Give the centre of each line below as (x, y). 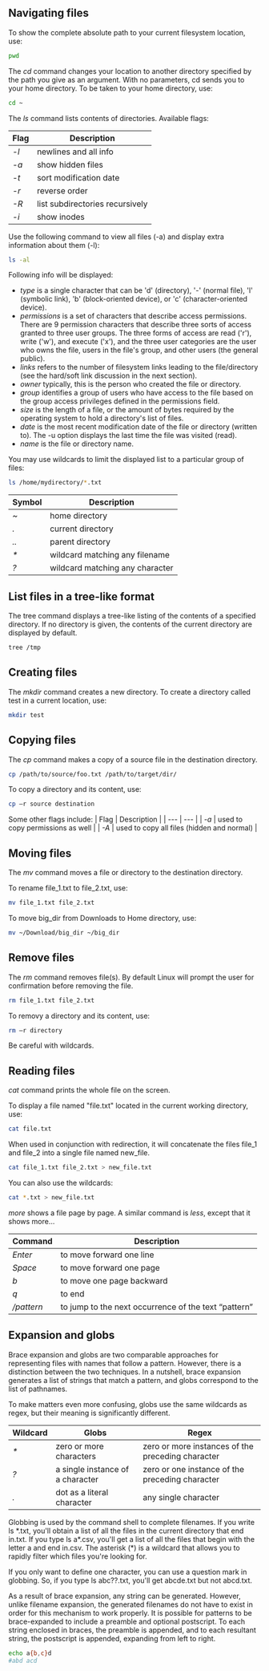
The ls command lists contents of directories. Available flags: (109, 118)
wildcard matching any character (111, 568)
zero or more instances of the (198, 1446)
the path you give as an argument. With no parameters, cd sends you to (126, 79)
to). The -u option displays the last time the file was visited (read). (128, 436)
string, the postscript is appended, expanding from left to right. (112, 1638)
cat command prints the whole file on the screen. (89, 1090)
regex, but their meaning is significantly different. (89, 1413)
